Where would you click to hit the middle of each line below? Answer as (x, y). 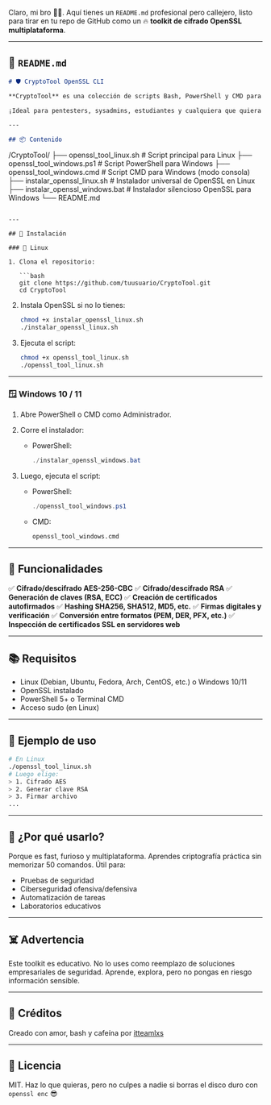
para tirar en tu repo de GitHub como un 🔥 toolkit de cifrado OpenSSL (125, 21)
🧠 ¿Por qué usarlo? (56, 837)
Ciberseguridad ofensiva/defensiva (79, 889)
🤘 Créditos (35, 1014)
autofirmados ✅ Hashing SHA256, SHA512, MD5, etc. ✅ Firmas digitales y (135, 607)
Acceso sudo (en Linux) (59, 708)
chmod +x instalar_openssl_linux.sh (81, 320)
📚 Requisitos (42, 658)
